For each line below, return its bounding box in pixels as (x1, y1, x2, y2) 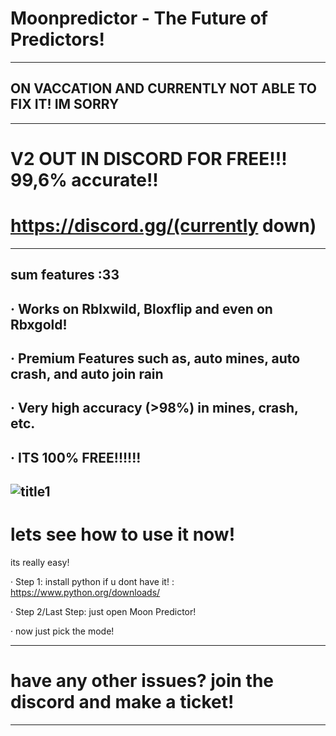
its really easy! (10, 557, 70, 569)
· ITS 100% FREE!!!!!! (10, 449, 142, 466)
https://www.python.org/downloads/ (10, 587, 161, 599)
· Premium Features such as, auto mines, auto (10, 350, 301, 367)
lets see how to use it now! (10, 523, 236, 546)
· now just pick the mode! (10, 625, 115, 637)
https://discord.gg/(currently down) (10, 215, 317, 237)
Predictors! (10, 28, 105, 51)
